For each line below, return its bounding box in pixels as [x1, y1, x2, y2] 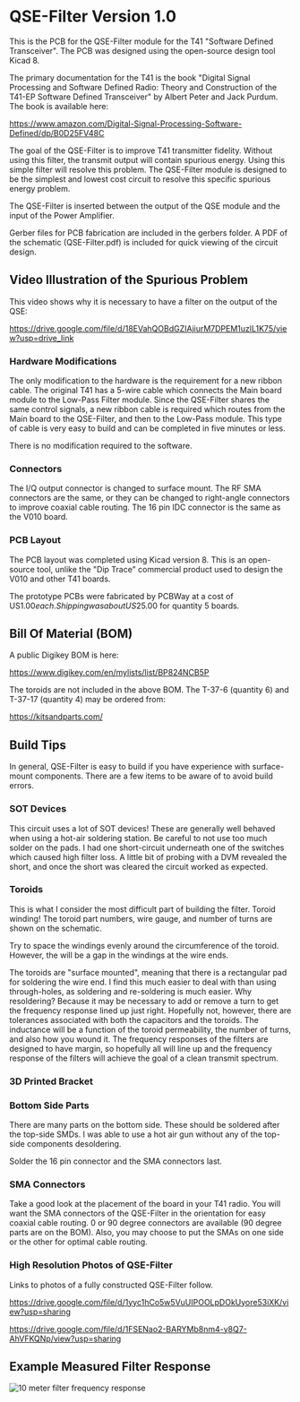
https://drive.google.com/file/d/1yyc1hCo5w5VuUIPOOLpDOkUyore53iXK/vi [9, 1296, 289, 1307]
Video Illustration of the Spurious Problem [9, 272, 249, 288]
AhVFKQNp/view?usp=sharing [9, 1333, 122, 1344]
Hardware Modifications [9, 355, 117, 367]
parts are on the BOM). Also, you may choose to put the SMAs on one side [9, 1227, 284, 1238]
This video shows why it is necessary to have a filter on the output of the [9, 296, 278, 306]
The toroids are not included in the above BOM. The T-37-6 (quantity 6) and [9, 684, 289, 695]
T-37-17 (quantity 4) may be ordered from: [9, 694, 166, 705]
